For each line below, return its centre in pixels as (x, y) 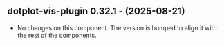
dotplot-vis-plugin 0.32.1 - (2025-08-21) (96, 11)
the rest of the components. (57, 35)
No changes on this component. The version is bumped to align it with (117, 27)
